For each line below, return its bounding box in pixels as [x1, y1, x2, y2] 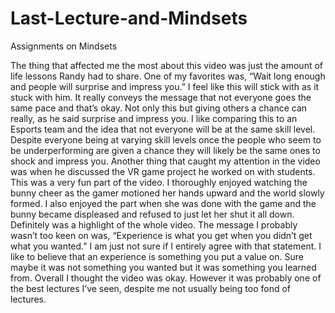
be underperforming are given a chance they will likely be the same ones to [10, 144, 321, 156]
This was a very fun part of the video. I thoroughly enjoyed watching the [10, 176, 308, 188]
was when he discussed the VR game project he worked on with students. [10, 165, 316, 177]
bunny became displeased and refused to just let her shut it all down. [10, 208, 295, 220]
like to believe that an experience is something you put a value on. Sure [10, 250, 304, 262]
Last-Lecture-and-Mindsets [10, 7, 248, 30]
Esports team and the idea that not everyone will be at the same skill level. [10, 123, 316, 135]
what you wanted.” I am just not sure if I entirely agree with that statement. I [10, 240, 322, 252]
